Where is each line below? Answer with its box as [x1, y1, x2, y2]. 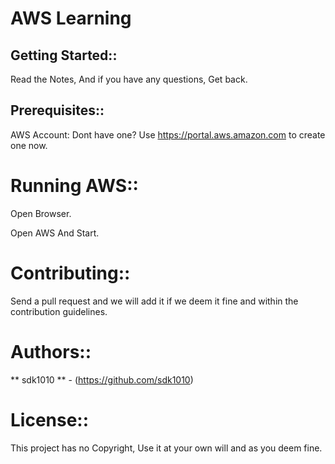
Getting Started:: [10, 47, 118, 64]
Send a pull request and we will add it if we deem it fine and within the [10, 295, 299, 307]
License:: [10, 408, 90, 431]
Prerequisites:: [10, 102, 105, 119]
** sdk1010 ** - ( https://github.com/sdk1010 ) [10, 373, 194, 386]
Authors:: [10, 340, 92, 363]
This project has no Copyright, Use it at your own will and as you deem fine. [10, 442, 323, 454]
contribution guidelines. [10, 305, 108, 317]
